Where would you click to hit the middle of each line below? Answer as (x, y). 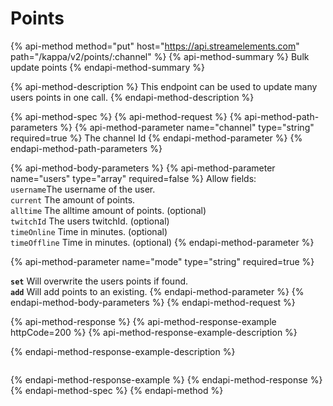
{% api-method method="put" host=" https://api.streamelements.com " (155, 46)
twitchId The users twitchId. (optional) (90, 221)
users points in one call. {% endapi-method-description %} (132, 97)
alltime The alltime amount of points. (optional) (108, 210)
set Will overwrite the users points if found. (99, 281)
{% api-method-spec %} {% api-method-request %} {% (126, 116)
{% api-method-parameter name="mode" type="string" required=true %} (162, 261)
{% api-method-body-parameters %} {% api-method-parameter (143, 168)
